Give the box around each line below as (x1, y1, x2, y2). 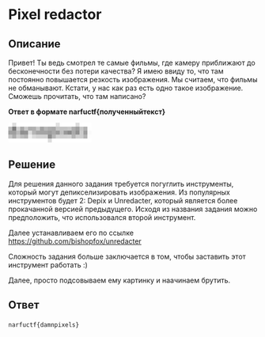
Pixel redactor (8, 6, 102, 24)
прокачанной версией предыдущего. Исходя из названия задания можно (8, 204, 258, 214)
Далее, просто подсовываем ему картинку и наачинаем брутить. (8, 275, 231, 285)
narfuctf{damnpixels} (8, 320, 80, 329)
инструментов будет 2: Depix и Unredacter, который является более (8, 195, 238, 205)
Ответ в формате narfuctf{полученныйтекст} (8, 107, 166, 116)
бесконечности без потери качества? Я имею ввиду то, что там (8, 66, 224, 76)
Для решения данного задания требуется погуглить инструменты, (8, 179, 234, 188)
